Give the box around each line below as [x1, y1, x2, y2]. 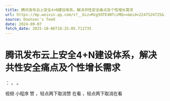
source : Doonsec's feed [5, 17, 56, 22]
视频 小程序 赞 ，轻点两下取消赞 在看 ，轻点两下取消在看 [5, 90, 122, 96]
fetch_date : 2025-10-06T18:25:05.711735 [5, 26, 92, 31]
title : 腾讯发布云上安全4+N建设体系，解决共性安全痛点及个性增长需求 [5, 7, 134, 13]
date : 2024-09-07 [5, 21, 42, 27]
